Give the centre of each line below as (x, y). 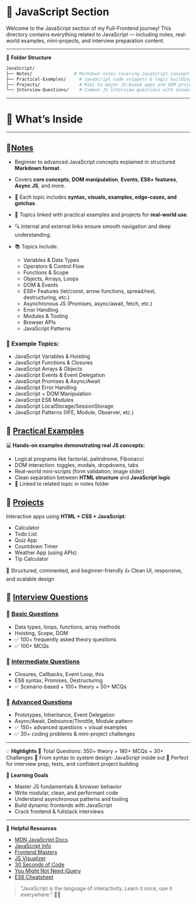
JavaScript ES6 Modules (44, 400)
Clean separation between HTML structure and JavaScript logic (92, 477)
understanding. (33, 235)
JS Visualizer (30, 858)
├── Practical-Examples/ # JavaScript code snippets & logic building (99, 79)
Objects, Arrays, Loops (51, 279)
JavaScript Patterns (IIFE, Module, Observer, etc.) (74, 412)
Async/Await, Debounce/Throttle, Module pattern (73, 721)
